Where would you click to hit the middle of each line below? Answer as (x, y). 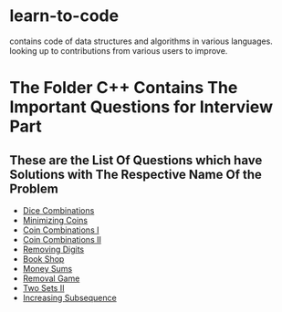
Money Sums (47, 268)
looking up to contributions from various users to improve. (119, 50)
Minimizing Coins (55, 220)
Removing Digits (53, 249)
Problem (34, 188)
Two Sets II (43, 287)
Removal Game (51, 278)
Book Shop (43, 259)
